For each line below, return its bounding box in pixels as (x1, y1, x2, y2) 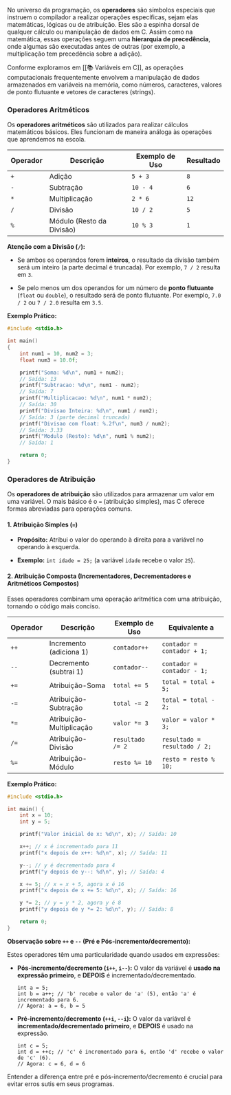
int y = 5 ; (19, 818, 51, 826)
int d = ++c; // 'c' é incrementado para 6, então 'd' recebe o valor (16, 1048, 224, 1055)
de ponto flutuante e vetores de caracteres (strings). (7, 88, 156, 96)
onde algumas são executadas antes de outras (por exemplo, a (7, 43, 186, 50)
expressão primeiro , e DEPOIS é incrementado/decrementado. (16, 971, 197, 979)
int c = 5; (16, 1042, 49, 1049)
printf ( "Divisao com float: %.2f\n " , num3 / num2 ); (19, 420, 170, 427)
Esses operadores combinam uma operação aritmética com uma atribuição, (7, 595, 222, 603)
